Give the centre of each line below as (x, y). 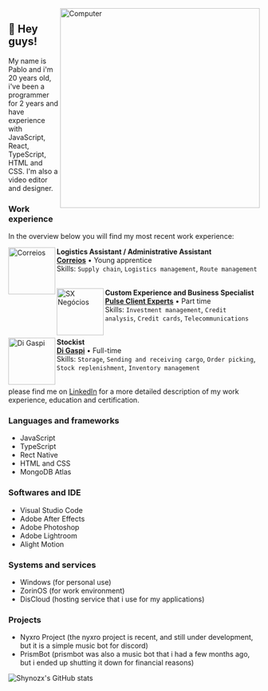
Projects (25, 620)
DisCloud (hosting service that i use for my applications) (112, 599)
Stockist (71, 342)
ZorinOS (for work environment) (72, 591)
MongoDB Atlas (45, 472)
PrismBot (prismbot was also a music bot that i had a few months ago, (135, 654)
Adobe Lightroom (48, 535)
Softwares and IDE (45, 493)
